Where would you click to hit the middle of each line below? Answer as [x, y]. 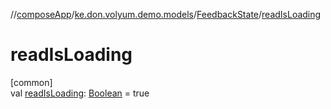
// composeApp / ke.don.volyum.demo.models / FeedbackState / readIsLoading [166, 14]
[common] [31, 82]
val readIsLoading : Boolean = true [80, 93]
